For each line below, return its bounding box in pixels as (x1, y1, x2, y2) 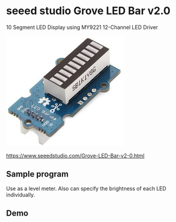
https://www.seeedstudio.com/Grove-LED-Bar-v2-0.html (6, 152, 145, 159)
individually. (6, 191, 35, 198)
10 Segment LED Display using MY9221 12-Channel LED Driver (6, 24, 158, 31)
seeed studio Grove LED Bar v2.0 (6, 4, 171, 18)
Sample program (6, 169, 69, 179)
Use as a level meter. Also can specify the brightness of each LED (6, 185, 167, 192)
